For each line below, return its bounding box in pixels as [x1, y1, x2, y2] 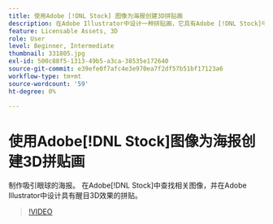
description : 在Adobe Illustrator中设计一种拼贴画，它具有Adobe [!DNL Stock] [8, 19, 262, 28]
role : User [8, 34, 45, 43]
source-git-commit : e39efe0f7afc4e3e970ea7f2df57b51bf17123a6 [8, 65, 223, 73]
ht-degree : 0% [8, 87, 57, 96]
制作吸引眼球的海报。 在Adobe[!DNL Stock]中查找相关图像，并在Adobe [8, 180, 247, 191]
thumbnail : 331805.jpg [8, 50, 85, 58]
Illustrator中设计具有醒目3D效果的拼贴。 [8, 191, 142, 200]
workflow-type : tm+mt [8, 72, 82, 80]
